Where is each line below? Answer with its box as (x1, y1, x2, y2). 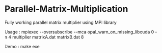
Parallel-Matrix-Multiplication (4, 3, 128, 15)
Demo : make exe (4, 43, 40, 49)
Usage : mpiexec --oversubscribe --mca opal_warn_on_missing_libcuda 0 (4, 29, 154, 35)
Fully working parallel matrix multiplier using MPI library (4, 19, 117, 25)
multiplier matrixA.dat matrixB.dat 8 (12, 34, 84, 40)
